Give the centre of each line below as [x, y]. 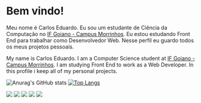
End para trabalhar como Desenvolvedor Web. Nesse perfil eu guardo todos [100, 40]
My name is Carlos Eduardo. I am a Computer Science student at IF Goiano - [100, 58]
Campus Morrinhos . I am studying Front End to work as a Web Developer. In [100, 65]
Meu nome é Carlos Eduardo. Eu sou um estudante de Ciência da [87, 28]
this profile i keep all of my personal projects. [62, 71]
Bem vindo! [35, 11]
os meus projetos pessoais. [40, 47]
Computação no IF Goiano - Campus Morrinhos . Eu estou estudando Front [98, 34]
